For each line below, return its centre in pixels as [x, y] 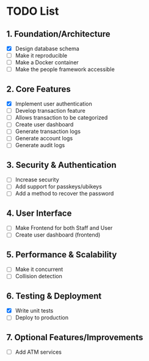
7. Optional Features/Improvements [75, 337]
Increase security [37, 180]
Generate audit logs [40, 145]
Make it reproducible [41, 56]
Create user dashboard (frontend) [58, 235]
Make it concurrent [39, 269]
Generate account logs [44, 139]
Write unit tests [34, 311]
